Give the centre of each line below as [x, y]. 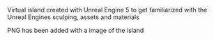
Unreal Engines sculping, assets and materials [73, 17]
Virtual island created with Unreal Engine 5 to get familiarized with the [107, 10]
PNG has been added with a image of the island [76, 30]
